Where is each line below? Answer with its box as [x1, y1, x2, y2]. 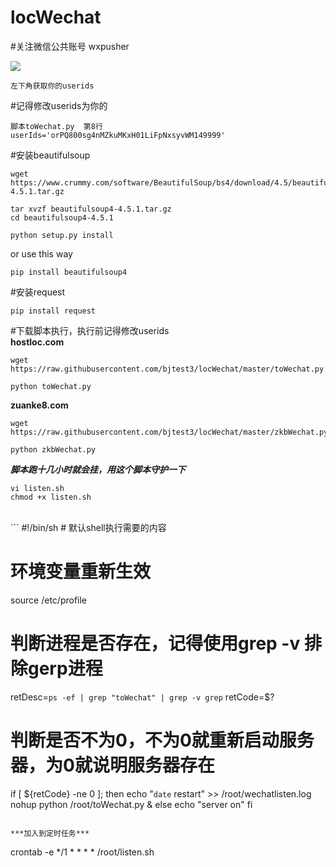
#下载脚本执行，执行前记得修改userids [10, 324, 170, 336]
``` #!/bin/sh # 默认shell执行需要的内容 [10, 521, 167, 533]
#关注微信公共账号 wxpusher [10, 40, 130, 52]
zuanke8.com [10, 399, 69, 411]
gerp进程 [28, 657, 103, 680]
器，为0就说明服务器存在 [10, 754, 215, 776]
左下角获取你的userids [10, 81, 95, 91]
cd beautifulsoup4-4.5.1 [10, 212, 114, 223]
